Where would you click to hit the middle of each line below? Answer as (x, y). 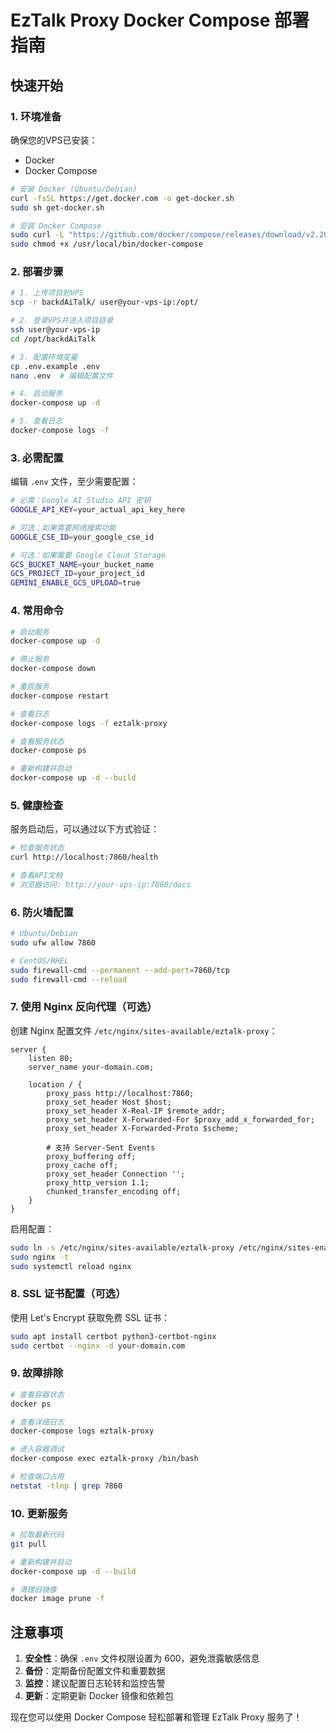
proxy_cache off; (82, 1165)
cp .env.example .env (55, 366)
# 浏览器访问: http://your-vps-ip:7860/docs (101, 884)
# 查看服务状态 (37, 741)
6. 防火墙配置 (42, 912)
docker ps (31, 1404)
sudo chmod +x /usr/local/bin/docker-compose (106, 244)
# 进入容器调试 (37, 1449)
